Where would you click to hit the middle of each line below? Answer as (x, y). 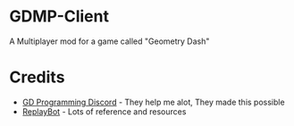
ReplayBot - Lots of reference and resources (104, 111)
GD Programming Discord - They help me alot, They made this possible (153, 102)
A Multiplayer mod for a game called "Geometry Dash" (109, 41)
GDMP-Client (59, 17)
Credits (37, 77)
